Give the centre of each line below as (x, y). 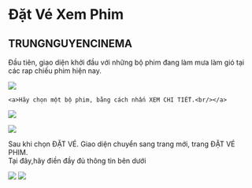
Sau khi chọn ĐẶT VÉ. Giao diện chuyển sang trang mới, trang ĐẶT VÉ (122, 144)
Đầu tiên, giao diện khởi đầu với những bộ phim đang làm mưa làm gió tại (126, 62)
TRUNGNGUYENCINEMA (70, 44)
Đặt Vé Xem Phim (66, 15)
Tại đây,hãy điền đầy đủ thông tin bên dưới (77, 160)
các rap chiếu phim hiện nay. (55, 71)
